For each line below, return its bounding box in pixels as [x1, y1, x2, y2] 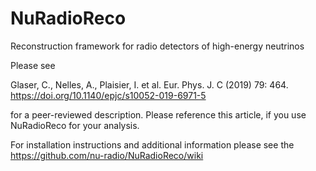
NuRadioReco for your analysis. [10, 119, 140, 131]
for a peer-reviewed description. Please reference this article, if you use [10, 108, 307, 121]
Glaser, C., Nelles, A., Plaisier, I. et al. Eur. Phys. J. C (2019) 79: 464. [10, 78, 289, 91]
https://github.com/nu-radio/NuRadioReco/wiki [10, 149, 204, 161]
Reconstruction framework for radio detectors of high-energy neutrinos [10, 40, 305, 52]
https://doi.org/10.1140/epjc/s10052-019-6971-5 [10, 89, 207, 101]
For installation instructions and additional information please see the [10, 138, 295, 151]
